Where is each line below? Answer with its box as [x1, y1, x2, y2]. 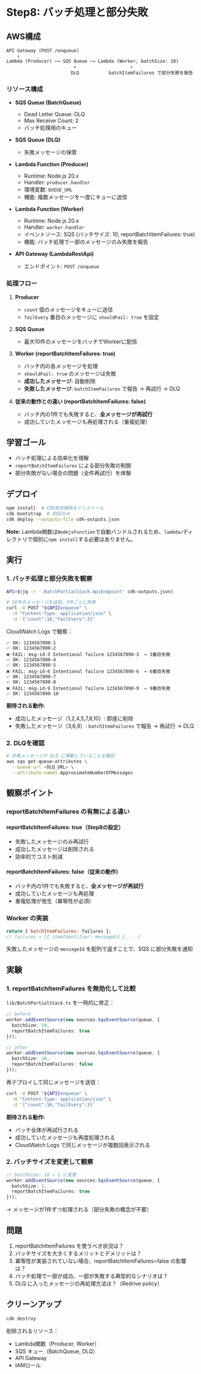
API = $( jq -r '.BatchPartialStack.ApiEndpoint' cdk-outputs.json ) [6, 589, 173, 595]
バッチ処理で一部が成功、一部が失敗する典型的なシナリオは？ [14, 1272, 169, 1280]
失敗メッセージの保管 [23, 149, 77, 156]
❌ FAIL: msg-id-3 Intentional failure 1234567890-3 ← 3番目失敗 [6, 651, 171, 657]
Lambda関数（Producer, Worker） [14, 1340, 100, 1347]
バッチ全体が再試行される [14, 1126, 79, 1133]
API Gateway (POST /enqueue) [6, 48, 79, 54]
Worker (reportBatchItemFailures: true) [14, 350, 116, 357]
